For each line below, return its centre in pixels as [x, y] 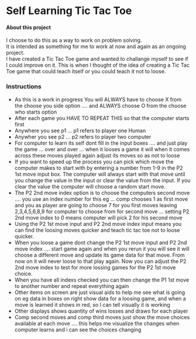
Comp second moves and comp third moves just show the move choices [102, 317]
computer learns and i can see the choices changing [78, 330]
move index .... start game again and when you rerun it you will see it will [102, 249]
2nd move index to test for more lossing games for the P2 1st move [95, 267]
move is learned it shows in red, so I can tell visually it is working [92, 304]
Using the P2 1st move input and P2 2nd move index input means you [98, 224]
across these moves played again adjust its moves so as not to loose [97, 155]
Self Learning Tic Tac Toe [69, 11]
